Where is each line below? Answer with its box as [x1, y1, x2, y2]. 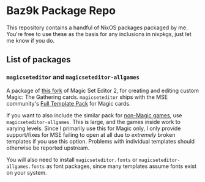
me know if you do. [6, 37, 55, 44]
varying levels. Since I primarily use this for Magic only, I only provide [6, 125, 181, 132]
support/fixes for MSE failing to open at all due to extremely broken [6, 131, 176, 138]
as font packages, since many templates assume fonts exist [46, 162, 197, 170]
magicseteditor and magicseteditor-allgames [6, 73, 140, 81]
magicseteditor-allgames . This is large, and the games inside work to [6, 118, 181, 125]
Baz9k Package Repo [6, 4, 116, 18]
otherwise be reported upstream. [6, 144, 90, 151]
